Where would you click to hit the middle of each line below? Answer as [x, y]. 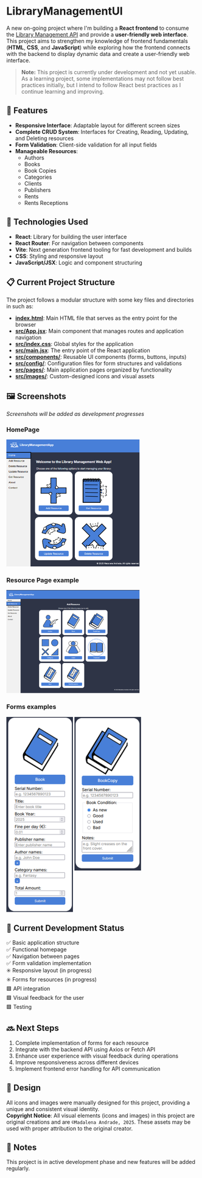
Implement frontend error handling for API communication [88, 1069]
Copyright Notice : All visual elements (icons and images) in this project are [101, 1115]
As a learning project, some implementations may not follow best [103, 78]
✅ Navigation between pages [43, 956]
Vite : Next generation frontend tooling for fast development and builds [103, 249]
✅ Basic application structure [43, 943]
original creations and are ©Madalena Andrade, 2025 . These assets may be [99, 1122]
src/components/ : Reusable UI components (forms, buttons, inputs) [101, 357]
